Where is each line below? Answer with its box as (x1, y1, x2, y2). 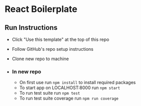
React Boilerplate (4, 3, 77, 15)
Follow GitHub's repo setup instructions (11, 46, 93, 52)
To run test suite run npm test (19, 90, 80, 96)
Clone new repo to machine (11, 56, 69, 62)
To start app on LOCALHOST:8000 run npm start (19, 85, 120, 91)
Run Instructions (4, 23, 58, 32)
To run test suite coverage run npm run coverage (19, 96, 118, 102)
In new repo (11, 68, 41, 75)
